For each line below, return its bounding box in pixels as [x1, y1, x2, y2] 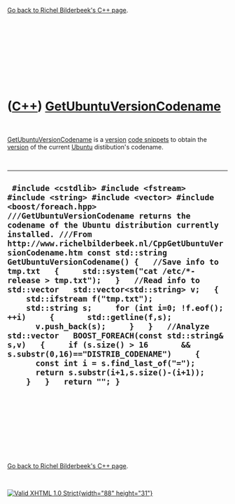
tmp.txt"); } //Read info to [54, 275, 201, 286]
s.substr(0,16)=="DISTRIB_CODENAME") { [7, 349, 201, 359]
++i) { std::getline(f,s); [7, 312, 172, 322]
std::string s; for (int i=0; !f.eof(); [25, 303, 224, 313]
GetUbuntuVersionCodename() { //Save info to [7, 257, 219, 267]
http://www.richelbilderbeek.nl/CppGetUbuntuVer [7, 239, 224, 248]
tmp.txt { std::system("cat [7, 266, 158, 277]
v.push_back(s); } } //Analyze [35, 321, 210, 332]
